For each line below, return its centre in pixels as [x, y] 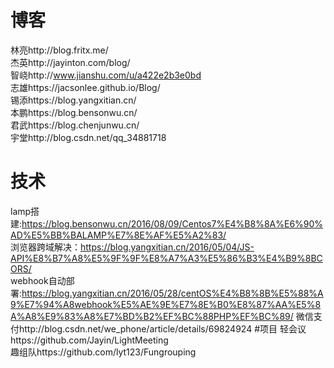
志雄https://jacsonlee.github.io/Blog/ [85, 87]
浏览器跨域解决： [45, 247]
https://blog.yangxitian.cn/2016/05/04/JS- [167, 247]
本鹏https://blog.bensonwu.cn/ [74, 112]
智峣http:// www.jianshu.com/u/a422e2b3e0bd [106, 75]
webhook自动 [38, 280]
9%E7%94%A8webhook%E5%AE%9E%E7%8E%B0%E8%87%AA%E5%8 [166, 304]
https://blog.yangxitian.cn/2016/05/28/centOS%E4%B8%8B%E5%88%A [172, 293]
